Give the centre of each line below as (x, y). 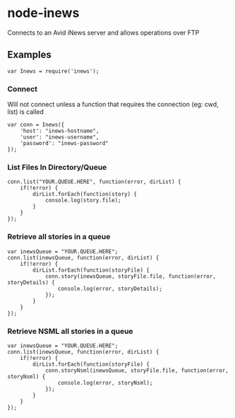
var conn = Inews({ (36, 125)
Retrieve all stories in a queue (59, 237)
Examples (29, 55)
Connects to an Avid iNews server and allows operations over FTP (103, 33)
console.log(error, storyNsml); (105, 383)
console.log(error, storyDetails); (110, 289)
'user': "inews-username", (60, 137)
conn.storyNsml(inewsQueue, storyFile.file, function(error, (137, 370)
